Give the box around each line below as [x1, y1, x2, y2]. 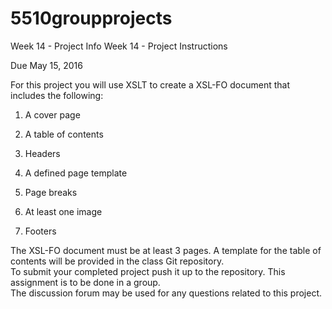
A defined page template [24, 167, 128, 179]
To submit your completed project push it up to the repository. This [10, 265, 286, 277]
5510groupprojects [10, 7, 173, 30]
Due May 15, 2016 [10, 59, 83, 71]
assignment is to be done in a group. [10, 276, 161, 288]
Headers [24, 147, 61, 159]
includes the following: [10, 89, 104, 101]
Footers [24, 225, 57, 237]
